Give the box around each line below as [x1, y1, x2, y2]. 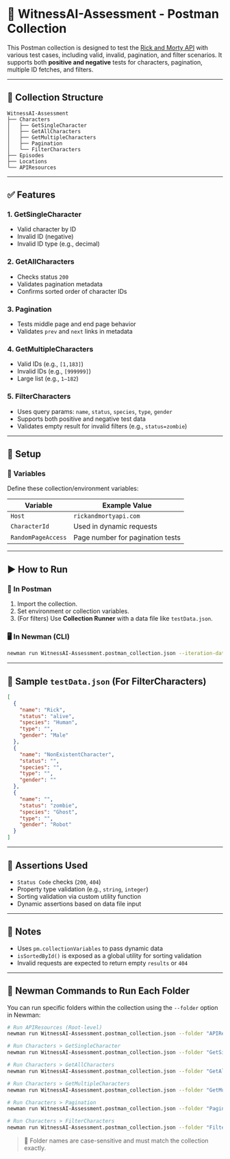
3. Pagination [7, 304, 53, 314]
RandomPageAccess [10, 533, 67, 542]
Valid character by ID [16, 225, 77, 233]
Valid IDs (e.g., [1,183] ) [16, 360, 84, 368]
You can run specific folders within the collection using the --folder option [7, 1003, 218, 1011]
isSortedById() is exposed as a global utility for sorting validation [16, 951, 202, 960]
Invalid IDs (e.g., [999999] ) [16, 367, 91, 376]
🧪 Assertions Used [7, 860, 88, 871]
